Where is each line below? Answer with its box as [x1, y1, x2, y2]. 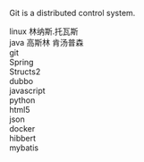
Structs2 [9, 66, 41, 77]
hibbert [9, 133, 37, 143]
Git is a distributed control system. [9, 8, 136, 18]
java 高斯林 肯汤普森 [9, 38, 84, 47]
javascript [9, 85, 47, 96]
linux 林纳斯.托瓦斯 [9, 26, 79, 37]
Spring [9, 57, 34, 67]
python [9, 95, 36, 106]
